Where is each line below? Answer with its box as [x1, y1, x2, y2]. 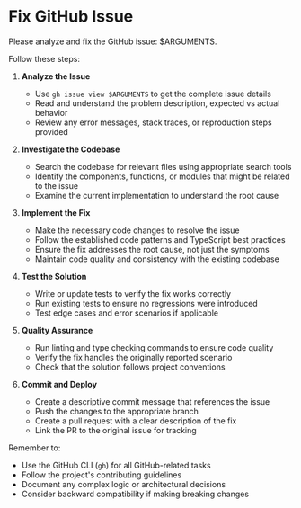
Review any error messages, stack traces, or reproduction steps [34, 117, 272, 128]
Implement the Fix [21, 207, 91, 218]
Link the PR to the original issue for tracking [34, 424, 197, 435]
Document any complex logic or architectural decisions [21, 478, 226, 489]
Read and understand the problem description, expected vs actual [34, 97, 280, 109]
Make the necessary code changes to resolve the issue [34, 225, 240, 236]
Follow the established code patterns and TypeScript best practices [34, 234, 286, 245]
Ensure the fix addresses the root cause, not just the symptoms [34, 244, 270, 254]
